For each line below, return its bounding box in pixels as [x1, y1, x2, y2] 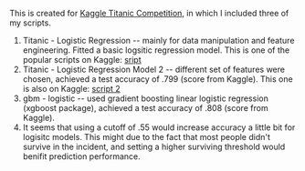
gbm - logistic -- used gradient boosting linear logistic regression [22, 93, 269, 104]
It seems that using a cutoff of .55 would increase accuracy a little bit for [22, 122, 296, 133]
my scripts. [9, 17, 52, 28]
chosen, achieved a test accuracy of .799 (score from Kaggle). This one [22, 74, 294, 85]
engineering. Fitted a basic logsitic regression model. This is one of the [22, 45, 290, 55]
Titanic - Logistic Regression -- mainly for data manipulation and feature [22, 35, 295, 45]
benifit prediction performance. [22, 151, 142, 162]
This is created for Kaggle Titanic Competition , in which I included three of [9, 8, 289, 18]
